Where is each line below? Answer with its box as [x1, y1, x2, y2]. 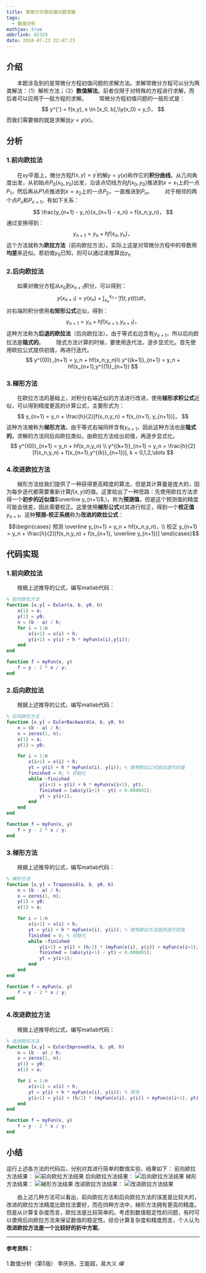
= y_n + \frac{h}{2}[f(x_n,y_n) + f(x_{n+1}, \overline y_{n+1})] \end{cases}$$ [7, 530, 199, 537]
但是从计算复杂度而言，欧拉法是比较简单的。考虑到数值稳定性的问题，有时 [6, 1208, 194, 1216]
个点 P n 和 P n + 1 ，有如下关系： [6, 196, 80, 205]
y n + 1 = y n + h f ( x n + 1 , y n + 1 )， [66, 318, 140, 326]
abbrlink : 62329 [6, 32, 48, 38]
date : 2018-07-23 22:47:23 [6, 37, 75, 44]
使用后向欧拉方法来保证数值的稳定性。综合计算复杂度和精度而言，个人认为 [11, 1216, 200, 1223]
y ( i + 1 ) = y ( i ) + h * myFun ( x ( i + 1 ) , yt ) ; [39, 781, 144, 788]
